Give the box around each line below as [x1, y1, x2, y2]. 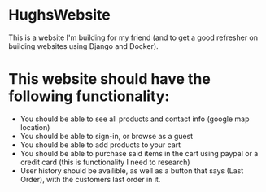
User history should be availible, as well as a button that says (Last [20, 165, 244, 176]
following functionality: [8, 87, 170, 106]
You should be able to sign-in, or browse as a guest [20, 131, 194, 141]
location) [20, 122, 50, 132]
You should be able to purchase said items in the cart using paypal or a [20, 148, 259, 158]
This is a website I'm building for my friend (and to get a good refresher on [8, 33, 259, 42]
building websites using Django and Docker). [8, 41, 159, 50]
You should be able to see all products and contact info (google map [20, 114, 250, 124]
